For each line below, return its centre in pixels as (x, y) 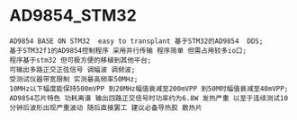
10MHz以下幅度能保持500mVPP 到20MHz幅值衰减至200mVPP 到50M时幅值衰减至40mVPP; (149, 89)
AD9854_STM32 (73, 16)
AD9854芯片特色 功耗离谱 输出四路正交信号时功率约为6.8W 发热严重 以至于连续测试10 (149, 98)
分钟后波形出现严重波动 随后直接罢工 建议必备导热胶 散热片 (106, 107)
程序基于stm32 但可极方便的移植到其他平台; (81, 60)
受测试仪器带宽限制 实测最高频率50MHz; (74, 79)
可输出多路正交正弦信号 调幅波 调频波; (72, 69)
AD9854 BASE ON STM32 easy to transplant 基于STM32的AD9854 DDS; (136, 41)
